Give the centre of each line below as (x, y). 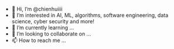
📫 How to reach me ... (39, 40)
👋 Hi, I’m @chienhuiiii (37, 9)
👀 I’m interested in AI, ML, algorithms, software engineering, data (90, 15)
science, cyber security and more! (53, 21)
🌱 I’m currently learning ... (43, 27)
